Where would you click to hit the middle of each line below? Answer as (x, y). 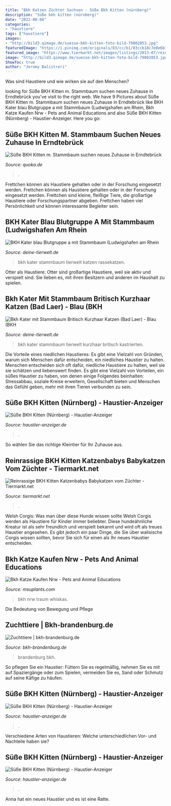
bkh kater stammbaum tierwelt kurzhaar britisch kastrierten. (81, 344)
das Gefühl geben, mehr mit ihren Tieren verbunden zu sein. (68, 387)
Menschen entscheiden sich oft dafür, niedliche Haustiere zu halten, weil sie (85, 365)
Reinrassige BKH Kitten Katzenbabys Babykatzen (85, 460)
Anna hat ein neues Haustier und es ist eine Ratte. (58, 799)
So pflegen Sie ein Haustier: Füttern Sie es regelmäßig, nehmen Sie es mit (83, 667)
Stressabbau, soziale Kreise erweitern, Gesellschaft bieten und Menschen (83, 381)
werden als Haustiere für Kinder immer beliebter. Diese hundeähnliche (79, 521)
